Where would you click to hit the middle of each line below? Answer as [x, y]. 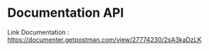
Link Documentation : [38, 32]
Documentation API [66, 13]
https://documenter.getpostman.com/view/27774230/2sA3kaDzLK [104, 39]
